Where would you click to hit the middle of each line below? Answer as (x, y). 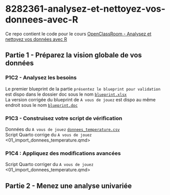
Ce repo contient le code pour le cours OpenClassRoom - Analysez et (78, 34)
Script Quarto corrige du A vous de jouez (49, 134)
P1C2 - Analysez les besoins (41, 78)
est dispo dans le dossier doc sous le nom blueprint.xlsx (66, 94)
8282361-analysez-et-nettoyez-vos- (85, 9)
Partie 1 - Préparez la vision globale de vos (74, 55)
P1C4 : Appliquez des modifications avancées (63, 153)
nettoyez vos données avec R (36, 39)
